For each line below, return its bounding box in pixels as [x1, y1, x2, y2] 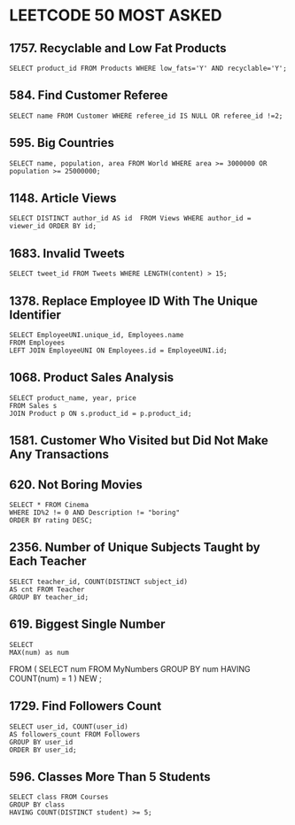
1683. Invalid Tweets [9, 245, 126, 261]
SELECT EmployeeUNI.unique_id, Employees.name [9, 331, 184, 340]
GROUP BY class [9, 800, 66, 810]
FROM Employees [9, 338, 66, 348]
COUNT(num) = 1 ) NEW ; [9, 673, 102, 683]
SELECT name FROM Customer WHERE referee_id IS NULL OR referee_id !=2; [9, 112, 283, 120]
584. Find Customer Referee [9, 88, 168, 103]
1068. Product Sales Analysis [9, 370, 175, 385]
